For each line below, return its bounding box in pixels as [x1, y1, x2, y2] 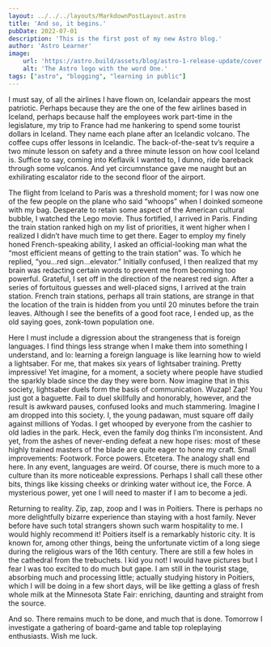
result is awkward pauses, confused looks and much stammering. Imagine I [8, 401, 260, 411]
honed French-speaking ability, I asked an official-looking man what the [8, 239, 248, 249]
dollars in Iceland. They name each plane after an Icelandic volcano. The [8, 129, 251, 139]
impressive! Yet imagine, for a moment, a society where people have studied [8, 366, 263, 377]
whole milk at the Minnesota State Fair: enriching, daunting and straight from [8, 589, 264, 599]
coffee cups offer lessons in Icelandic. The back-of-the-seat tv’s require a [8, 137, 255, 147]
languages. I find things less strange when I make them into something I [8, 341, 248, 351]
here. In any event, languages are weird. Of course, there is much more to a [8, 461, 260, 471]
